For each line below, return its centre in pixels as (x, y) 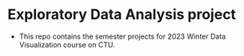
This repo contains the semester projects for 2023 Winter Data (122, 36)
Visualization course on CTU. (67, 44)
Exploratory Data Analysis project (122, 15)
